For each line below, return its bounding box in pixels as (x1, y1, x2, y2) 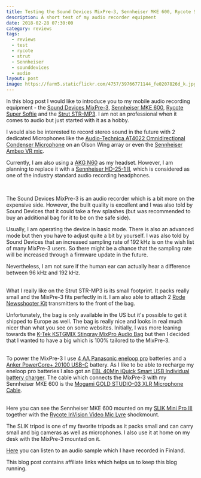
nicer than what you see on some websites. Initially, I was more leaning (6, 324, 181, 331)
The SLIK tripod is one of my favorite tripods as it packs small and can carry (6, 423, 193, 429)
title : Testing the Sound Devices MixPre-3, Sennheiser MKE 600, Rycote (6, 8, 191, 15)
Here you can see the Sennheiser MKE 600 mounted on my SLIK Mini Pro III (6, 405, 193, 412)
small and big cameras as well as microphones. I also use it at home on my (6, 429, 190, 436)
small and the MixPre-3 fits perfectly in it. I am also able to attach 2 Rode (6, 294, 185, 300)
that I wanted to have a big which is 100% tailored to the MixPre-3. (6, 337, 170, 344)
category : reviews (6, 25, 52, 32)
